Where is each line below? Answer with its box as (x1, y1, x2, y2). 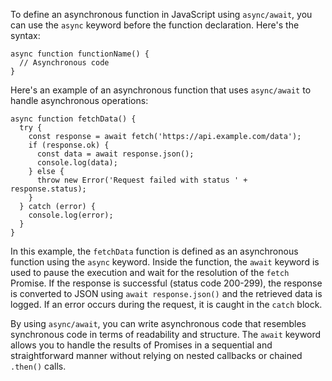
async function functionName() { (10, 49, 150, 59)
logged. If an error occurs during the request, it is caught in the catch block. (10, 299, 323, 310)
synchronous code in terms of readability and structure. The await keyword (10, 329, 322, 340)
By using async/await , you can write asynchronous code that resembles (10, 318, 307, 329)
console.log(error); (28, 210, 114, 220)
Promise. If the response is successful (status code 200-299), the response (10, 277, 323, 289)
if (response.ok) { (28, 140, 110, 150)
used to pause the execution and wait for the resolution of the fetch (10, 267, 290, 278)
